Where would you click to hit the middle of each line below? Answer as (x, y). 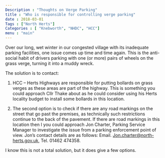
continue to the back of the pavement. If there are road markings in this (86, 119)
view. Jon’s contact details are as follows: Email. (62, 135)
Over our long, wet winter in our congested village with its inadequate (77, 47)
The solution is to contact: (32, 73)
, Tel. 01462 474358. (60, 140)
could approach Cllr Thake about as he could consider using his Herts (85, 94)
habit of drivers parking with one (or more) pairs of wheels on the (86, 58)
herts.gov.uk (25, 140)
